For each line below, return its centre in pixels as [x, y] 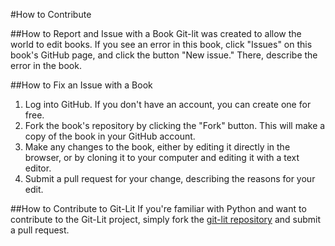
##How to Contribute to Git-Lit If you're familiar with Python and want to [158, 208]
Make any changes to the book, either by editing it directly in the [157, 147]
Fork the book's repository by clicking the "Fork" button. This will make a [175, 125]
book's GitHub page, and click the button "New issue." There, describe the [164, 55]
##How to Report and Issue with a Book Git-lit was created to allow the [156, 33]
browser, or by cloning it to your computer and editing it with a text [162, 157]
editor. [38, 168]
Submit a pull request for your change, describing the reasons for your [170, 178]
